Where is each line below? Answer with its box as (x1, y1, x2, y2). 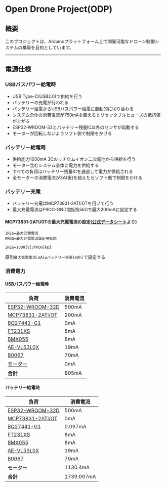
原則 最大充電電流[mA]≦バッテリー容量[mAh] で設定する (5, 254, 106, 260)
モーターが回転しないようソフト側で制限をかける (12, 130, 112, 136)
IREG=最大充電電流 (5, 231, 39, 236)
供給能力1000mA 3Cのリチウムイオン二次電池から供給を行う (12, 156, 136, 162)
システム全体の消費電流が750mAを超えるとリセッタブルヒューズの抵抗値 (12, 112, 161, 118)
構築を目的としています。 (22, 44, 74, 50)
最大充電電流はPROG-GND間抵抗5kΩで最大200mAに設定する (12, 207, 137, 213)
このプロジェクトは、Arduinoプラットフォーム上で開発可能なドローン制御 (5, 39, 155, 44)
